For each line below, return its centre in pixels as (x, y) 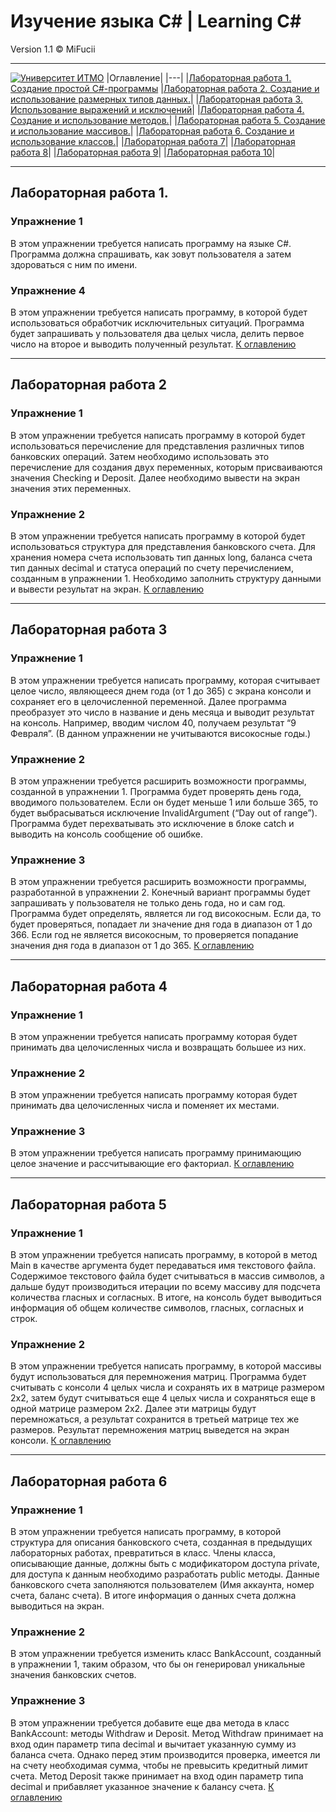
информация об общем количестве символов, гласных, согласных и (157, 1308)
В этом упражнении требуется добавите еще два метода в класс (150, 1722)
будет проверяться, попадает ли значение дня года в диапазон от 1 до (161, 924)
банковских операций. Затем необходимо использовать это (140, 456)
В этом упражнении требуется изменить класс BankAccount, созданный (166, 1654)
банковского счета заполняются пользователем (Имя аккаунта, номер (162, 1585)
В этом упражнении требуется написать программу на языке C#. (151, 243)
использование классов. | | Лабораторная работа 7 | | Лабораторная (153, 141)
